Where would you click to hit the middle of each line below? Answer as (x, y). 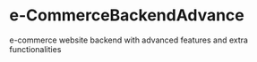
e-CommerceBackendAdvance (127, 15)
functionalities (35, 49)
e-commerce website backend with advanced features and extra (129, 40)
